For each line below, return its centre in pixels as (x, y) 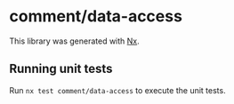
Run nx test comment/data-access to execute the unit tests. (117, 90)
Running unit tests (61, 69)
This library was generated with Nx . (74, 41)
